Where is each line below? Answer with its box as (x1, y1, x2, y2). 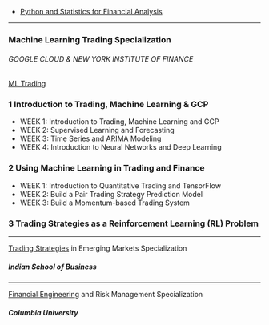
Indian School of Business (8, 262, 98, 271)
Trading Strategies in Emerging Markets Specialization (8, 243, 187, 253)
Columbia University (8, 307, 78, 317)
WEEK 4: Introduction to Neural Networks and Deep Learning (19, 142, 222, 152)
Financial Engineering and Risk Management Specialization (8, 289, 203, 299)
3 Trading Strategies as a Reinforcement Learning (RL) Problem (8, 218, 259, 229)
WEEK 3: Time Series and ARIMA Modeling (19, 134, 162, 143)
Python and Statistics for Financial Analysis (19, 7, 163, 16)
